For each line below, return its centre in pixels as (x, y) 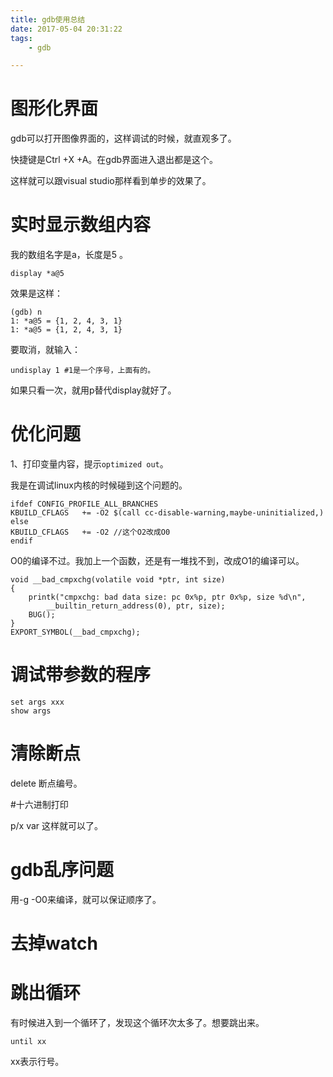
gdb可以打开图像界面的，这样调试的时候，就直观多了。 (123, 138)
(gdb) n (26, 312)
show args (31, 711)
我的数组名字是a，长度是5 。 (69, 255)
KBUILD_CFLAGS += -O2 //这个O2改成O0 (90, 532)
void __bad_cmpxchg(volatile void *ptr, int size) (118, 580)
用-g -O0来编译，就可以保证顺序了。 (86, 899)
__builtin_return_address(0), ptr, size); (136, 606)
